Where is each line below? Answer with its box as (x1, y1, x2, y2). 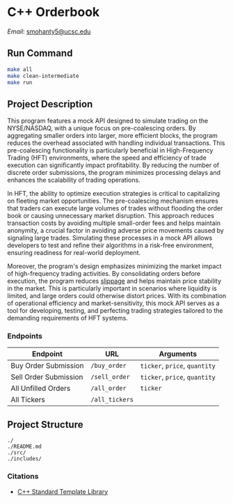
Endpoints (7, 332, 43, 341)
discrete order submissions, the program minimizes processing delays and (7, 169, 221, 177)
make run (7, 79, 33, 86)
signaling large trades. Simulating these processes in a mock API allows (7, 234, 213, 242)
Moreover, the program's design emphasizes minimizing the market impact (7, 262, 222, 270)
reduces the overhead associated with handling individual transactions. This (7, 139, 225, 147)
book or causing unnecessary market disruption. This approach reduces (7, 212, 214, 220)
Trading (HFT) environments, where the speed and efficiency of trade (7, 154, 207, 162)
